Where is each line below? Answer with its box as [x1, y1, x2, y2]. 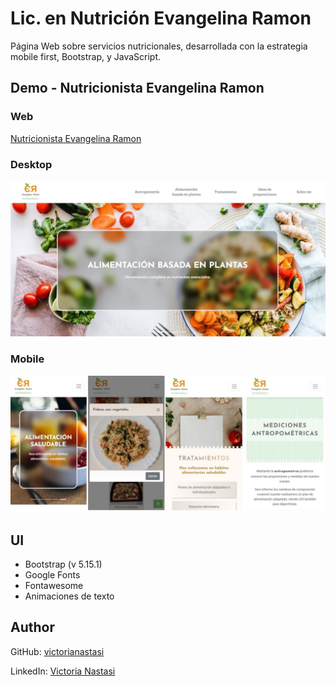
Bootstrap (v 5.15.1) [24, 558, 103, 571]
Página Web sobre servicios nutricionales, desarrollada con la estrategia [10, 40, 308, 52]
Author [10, 619, 55, 636]
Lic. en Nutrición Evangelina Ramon [10, 7, 312, 30]
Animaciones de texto [24, 590, 115, 602]
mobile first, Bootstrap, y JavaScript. [10, 50, 162, 62]
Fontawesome [24, 580, 84, 592]
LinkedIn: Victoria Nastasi [10, 665, 116, 677]
